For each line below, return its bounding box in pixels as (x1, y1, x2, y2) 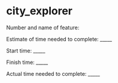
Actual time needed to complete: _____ (6, 70, 100, 77)
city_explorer (6, 4, 73, 18)
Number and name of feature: (6, 24, 80, 31)
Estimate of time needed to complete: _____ (6, 35, 113, 42)
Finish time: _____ (6, 59, 49, 66)
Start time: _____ (6, 47, 46, 54)
